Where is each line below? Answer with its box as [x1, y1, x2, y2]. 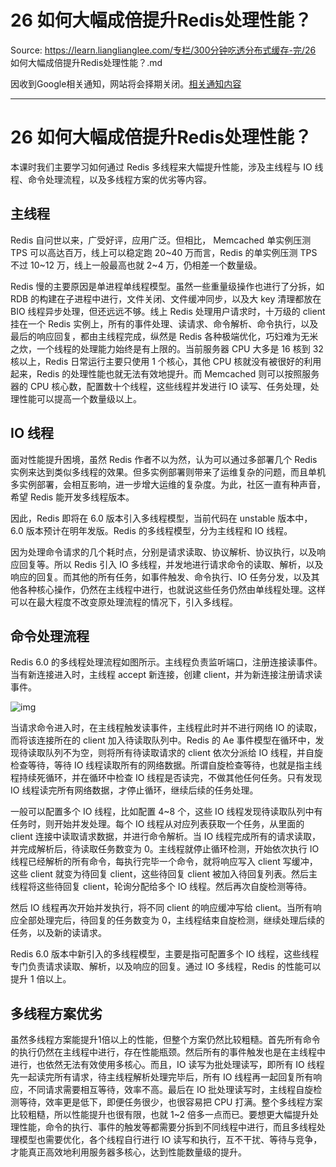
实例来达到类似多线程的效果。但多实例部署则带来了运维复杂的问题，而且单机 [10, 466, 326, 478]
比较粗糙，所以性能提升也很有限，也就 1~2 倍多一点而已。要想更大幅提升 [10, 1109, 310, 1121]
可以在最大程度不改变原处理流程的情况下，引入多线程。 [10, 596, 238, 608]
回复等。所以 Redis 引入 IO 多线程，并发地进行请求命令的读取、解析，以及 [18, 558, 324, 570]
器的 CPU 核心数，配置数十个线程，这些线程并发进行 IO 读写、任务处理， [10, 380, 311, 392]
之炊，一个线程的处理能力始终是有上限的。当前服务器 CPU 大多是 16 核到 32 [10, 342, 324, 355]
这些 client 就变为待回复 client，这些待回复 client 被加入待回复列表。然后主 [10, 868, 318, 880]
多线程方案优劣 [10, 1005, 103, 1022]
